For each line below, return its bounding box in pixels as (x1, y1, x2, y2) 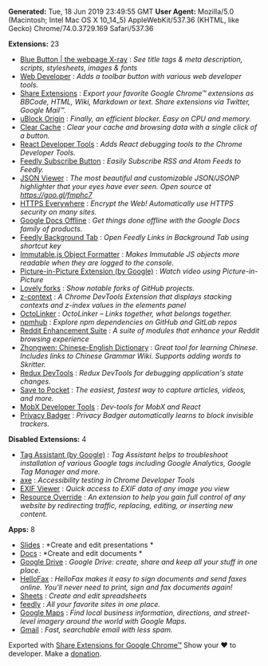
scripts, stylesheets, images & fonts (19, 63, 138, 73)
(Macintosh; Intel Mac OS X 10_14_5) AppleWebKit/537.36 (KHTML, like (8, 15, 240, 25)
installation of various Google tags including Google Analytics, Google (19, 459, 251, 467)
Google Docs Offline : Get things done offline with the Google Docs (19, 215, 241, 225)
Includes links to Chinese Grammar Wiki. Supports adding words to (19, 351, 242, 361)
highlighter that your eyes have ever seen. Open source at (19, 182, 211, 191)
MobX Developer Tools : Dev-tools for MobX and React (19, 402, 201, 412)
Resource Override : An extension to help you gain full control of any (19, 492, 246, 502)
